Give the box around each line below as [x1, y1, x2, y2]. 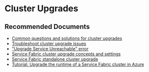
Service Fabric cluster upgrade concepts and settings [11, 51, 121, 57]
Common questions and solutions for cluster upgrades [11, 35, 122, 41]
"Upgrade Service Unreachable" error [11, 46, 89, 51]
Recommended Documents [4, 23, 90, 31]
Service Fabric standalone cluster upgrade [11, 56, 98, 62]
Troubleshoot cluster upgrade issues [11, 41, 87, 47]
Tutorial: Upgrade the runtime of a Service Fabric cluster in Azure [11, 62, 145, 67]
